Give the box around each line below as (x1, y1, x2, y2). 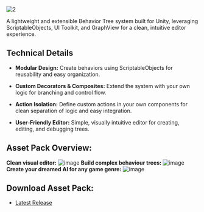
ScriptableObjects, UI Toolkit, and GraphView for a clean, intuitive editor (6, 24, 186, 31)
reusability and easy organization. (15, 70, 100, 78)
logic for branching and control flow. (15, 89, 107, 96)
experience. (6, 30, 37, 38)
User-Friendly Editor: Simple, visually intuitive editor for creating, (15, 118, 180, 126)
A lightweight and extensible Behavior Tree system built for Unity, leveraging (6, 18, 199, 24)
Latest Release (15, 199, 53, 207)
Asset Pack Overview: (6, 143, 93, 153)
